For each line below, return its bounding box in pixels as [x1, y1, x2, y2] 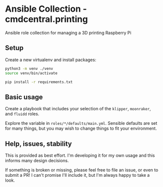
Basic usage [5, 93, 43, 101]
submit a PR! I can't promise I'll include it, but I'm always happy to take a [5, 172, 150, 178]
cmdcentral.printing [5, 14, 88, 25]
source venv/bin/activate [5, 70, 57, 76]
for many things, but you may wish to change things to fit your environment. [5, 125, 157, 132]
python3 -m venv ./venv [5, 66, 54, 71]
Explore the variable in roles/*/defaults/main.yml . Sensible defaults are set [5, 120, 158, 126]
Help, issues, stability [5, 139, 72, 148]
